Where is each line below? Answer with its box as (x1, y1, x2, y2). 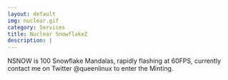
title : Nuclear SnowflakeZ (7, 30, 88, 38)
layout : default (7, 10, 56, 18)
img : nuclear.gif (7, 17, 59, 24)
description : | (7, 37, 53, 44)
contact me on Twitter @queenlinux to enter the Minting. (7, 64, 174, 73)
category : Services (7, 24, 66, 31)
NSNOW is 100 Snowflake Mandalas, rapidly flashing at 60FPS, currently (7, 56, 222, 65)
